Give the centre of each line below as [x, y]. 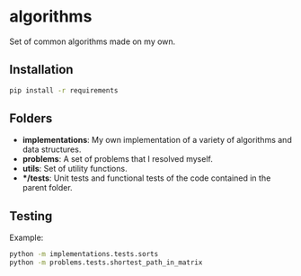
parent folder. [48, 188]
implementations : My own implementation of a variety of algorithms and [157, 140]
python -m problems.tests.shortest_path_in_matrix [106, 263]
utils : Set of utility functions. [75, 169]
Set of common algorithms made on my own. [93, 41]
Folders [31, 119]
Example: [27, 238]
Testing [31, 216]
